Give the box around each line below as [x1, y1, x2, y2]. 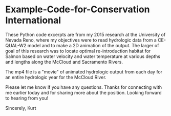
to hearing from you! [5, 95, 49, 101]
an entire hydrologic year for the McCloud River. [5, 74, 106, 80]
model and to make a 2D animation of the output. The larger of [27, 42, 159, 48]
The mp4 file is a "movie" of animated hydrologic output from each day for [5, 68, 163, 75]
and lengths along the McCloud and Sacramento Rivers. [5, 59, 123, 65]
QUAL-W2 [5, 42, 27, 48]
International [5, 14, 61, 26]
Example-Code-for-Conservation [5, 4, 150, 15]
